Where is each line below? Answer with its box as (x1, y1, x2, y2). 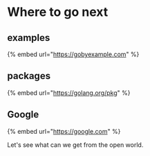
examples (7, 32, 50, 44)
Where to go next (7, 4, 109, 20)
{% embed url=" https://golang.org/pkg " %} (7, 88, 131, 97)
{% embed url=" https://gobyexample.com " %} (7, 50, 140, 58)
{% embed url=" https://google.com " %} (7, 127, 121, 135)
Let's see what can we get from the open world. (7, 140, 144, 149)
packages (7, 70, 50, 82)
